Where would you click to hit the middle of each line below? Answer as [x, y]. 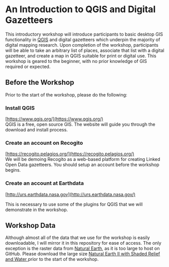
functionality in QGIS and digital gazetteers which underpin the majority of [83, 40]
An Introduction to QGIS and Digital [80, 9]
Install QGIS [20, 108]
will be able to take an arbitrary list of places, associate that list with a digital [85, 50]
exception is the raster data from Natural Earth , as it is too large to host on [82, 248]
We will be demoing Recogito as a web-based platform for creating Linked [83, 159]
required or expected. [28, 66]
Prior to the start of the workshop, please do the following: [66, 94]
